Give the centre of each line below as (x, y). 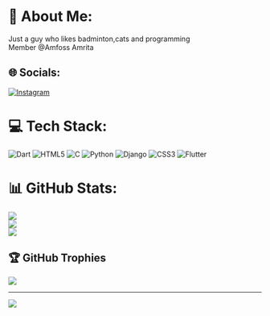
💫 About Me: (51, 17)
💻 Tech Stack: (58, 126)
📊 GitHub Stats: (63, 188)
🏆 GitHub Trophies (57, 258)
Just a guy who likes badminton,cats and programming (99, 39)
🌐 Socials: (35, 73)
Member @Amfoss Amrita (51, 47)
